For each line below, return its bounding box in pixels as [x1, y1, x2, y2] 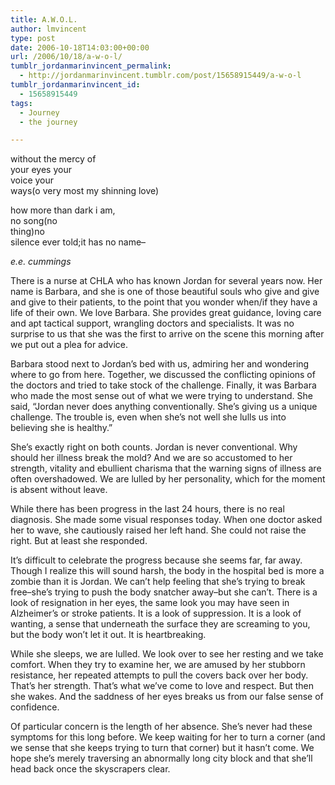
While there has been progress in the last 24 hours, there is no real [10, 503, 285, 515]
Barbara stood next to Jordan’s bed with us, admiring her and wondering [10, 358, 310, 370]
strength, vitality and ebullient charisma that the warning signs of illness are [10, 462, 322, 475]
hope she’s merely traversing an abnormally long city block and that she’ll [10, 752, 313, 765]
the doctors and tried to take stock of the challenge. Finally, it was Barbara [10, 379, 317, 391]
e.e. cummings [10, 256, 72, 268]
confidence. [10, 701, 60, 713]
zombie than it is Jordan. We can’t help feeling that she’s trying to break [10, 576, 306, 588]
